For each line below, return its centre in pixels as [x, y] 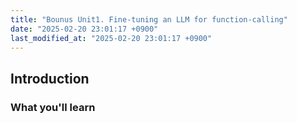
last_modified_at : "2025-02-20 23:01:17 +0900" [111, 38]
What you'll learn [53, 107]
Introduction [50, 78]
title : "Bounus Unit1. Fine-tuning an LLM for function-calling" [149, 19]
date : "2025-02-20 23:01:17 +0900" [84, 29]
